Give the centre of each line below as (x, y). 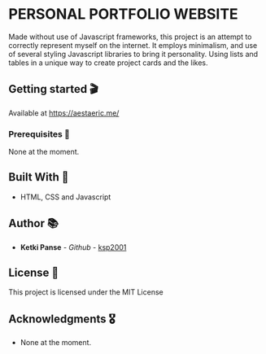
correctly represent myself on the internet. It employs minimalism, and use (133, 45)
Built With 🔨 (39, 177)
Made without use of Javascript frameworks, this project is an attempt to (130, 37)
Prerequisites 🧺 (39, 133)
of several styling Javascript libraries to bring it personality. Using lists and (133, 54)
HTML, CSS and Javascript (65, 197)
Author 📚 (34, 223)
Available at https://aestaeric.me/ (64, 113)
